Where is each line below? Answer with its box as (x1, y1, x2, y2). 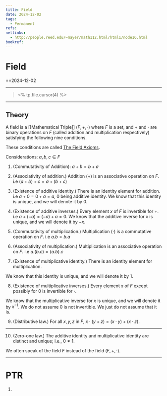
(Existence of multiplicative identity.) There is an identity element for (12, 258, 153, 264)
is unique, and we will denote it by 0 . (12, 198, 88, 204)
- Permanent (10, 21, 35, 26)
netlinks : (5, 30, 26, 35)
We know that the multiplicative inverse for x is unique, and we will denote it (5, 298, 161, 304)
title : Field (5, 7, 33, 12)
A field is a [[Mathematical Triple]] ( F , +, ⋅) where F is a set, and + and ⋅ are (5, 124, 157, 130)
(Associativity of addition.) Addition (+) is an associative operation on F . (12, 173, 160, 179)
